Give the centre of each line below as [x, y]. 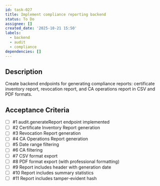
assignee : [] [19, 24]
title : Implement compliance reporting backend [56, 14]
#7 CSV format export [35, 156]
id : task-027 [19, 10]
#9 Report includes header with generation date [62, 167]
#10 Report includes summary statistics [53, 173]
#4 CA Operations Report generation [50, 139]
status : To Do [20, 19]
